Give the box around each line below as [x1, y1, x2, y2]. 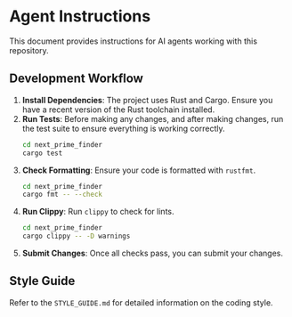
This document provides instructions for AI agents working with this [9, 36, 258, 46]
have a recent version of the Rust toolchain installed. [21, 104, 215, 115]
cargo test [21, 149, 63, 158]
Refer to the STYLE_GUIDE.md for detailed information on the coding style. [9, 297, 273, 308]
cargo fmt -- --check [21, 190, 103, 199]
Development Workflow [9, 71, 144, 86]
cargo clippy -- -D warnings [21, 232, 131, 241]
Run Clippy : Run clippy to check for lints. [21, 207, 175, 217]
